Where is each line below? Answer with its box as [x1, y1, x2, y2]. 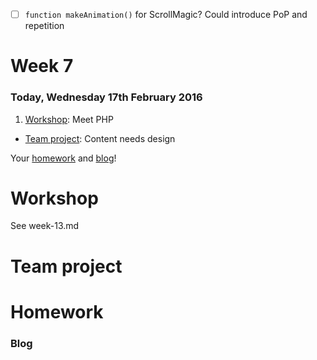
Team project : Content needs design [24, 132, 176, 144]
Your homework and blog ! [10, 152, 117, 164]
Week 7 [10, 55, 74, 78]
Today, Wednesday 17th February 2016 [10, 90, 203, 104]
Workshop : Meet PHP [24, 113, 114, 125]
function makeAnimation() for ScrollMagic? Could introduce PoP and [24, 9, 308, 20]
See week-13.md [10, 220, 80, 232]
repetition [24, 20, 65, 32]
